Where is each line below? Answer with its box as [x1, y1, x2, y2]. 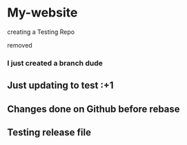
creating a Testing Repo [7, 28, 75, 36]
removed [7, 41, 32, 49]
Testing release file [7, 126, 92, 139]
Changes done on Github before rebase [7, 103, 181, 115]
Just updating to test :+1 [7, 79, 114, 91]
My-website [7, 5, 78, 21]
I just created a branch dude [7, 58, 104, 68]
